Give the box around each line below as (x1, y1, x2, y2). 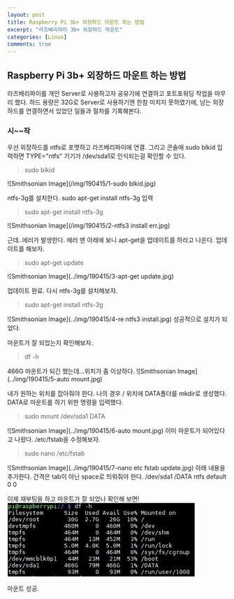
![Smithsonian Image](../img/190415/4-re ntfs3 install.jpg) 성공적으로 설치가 (7, 315, 221, 323)
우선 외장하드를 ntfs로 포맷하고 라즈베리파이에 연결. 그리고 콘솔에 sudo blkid (7, 143, 216, 152)
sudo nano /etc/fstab (24, 449, 85, 458)
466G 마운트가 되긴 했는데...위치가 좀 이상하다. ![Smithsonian (7, 367, 176, 376)
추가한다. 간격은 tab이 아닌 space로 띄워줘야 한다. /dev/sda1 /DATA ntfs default (7, 472, 227, 481)
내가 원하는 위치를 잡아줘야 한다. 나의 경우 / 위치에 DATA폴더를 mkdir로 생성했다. (7, 389, 227, 398)
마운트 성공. (7, 584, 40, 593)
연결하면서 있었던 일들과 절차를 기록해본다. (25, 106, 142, 115)
